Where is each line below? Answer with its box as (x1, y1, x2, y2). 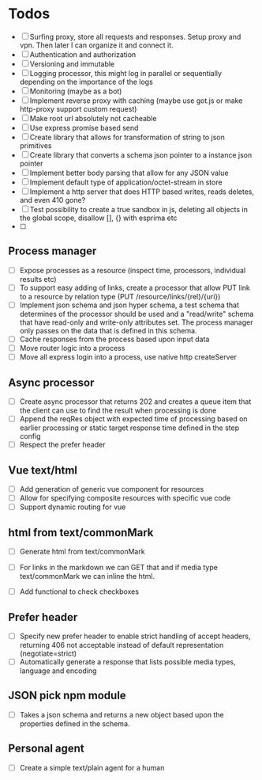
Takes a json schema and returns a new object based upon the (19, 710, 224, 719)
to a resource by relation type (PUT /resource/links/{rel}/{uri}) (19, 291, 221, 301)
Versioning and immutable (29, 59, 115, 68)
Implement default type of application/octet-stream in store (29, 177, 223, 187)
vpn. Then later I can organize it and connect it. (19, 40, 174, 50)
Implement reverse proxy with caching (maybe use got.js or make (29, 96, 243, 105)
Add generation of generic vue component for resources (19, 484, 204, 493)
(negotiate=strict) (19, 649, 77, 658)
